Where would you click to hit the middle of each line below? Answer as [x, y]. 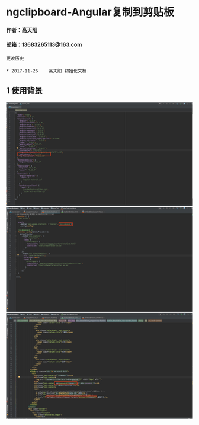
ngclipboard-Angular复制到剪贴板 [90, 12]
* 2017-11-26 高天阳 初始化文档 [46, 71]
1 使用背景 [25, 90]
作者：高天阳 [22, 30]
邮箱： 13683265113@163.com [44, 44]
